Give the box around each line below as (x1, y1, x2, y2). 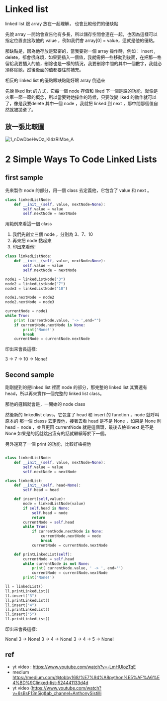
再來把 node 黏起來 (12, 238, 52, 244)
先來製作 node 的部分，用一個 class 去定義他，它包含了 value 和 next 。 (5, 187, 152, 193)
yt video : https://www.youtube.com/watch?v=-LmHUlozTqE (12, 664, 136, 670)
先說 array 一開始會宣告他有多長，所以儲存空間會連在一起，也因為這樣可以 (5, 31, 158, 37)
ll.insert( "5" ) (5, 612, 37, 617)
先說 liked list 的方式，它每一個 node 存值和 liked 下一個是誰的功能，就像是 (5, 88, 158, 94)
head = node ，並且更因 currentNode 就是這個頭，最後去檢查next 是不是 (5, 424, 154, 430)
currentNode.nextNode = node (40, 533, 101, 539)
